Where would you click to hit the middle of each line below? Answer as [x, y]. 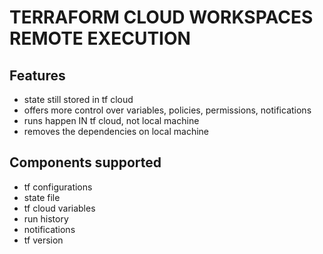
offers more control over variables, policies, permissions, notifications [167, 110]
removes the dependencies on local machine [116, 131]
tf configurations [58, 187]
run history [46, 218]
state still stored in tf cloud [78, 99]
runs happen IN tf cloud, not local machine [111, 120]
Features [37, 75]
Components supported [85, 162]
